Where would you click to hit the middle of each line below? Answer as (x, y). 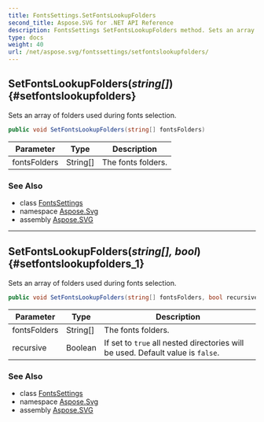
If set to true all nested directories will (174, 342)
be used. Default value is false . (162, 353)
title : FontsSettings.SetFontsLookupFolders (82, 15)
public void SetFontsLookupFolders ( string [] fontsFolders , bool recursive (133, 297)
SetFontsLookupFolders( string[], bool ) (104, 252)
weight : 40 (26, 45)
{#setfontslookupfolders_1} (77, 264)
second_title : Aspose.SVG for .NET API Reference (91, 23)
